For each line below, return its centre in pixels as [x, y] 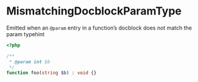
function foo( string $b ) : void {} [51, 73]
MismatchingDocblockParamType [94, 11]
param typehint [25, 34]
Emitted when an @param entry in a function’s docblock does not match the [99, 28]
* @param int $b [30, 61]
